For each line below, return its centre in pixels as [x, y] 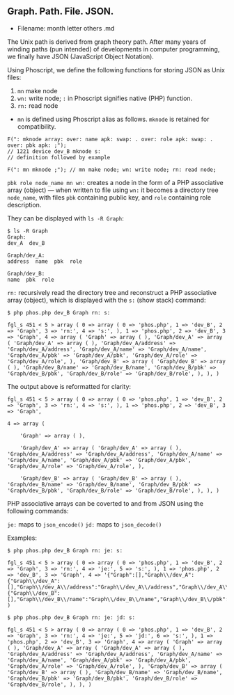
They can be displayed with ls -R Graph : [65, 218]
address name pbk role [45, 261]
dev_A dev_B [26, 243]
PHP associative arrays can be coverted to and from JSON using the [106, 503]
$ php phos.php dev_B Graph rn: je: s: [65, 550]
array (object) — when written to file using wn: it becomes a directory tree [113, 190]
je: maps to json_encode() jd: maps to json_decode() [85, 524]
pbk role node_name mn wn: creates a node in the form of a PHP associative [116, 182]
